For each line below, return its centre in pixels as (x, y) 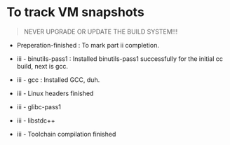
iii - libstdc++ (36, 120)
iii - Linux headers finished (55, 93)
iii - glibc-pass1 (39, 106)
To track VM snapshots (75, 12)
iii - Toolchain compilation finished (66, 134)
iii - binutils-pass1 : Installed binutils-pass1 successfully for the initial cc (120, 58)
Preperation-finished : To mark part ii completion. (88, 45)
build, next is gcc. (42, 66)
